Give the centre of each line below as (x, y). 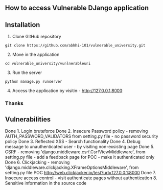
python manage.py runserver (34, 82)
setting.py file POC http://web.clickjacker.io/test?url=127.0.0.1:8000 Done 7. (81, 172)
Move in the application (36, 55)
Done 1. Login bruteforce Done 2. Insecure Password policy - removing (77, 131)
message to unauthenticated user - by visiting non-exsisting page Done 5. (80, 146)
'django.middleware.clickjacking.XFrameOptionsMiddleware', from (72, 167)
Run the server (27, 72)
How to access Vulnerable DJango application (77, 8)
